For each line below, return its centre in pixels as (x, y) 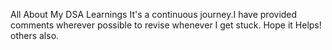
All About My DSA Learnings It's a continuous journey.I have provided (154, 14)
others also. (35, 35)
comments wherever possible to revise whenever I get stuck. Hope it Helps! (166, 25)
